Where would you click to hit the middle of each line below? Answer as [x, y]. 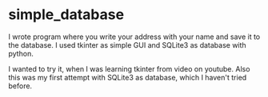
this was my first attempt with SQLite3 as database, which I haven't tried [128, 77]
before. [20, 86]
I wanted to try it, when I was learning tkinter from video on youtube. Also [129, 68]
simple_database [66, 15]
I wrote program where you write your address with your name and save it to [134, 37]
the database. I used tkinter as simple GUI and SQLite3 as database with [127, 45]
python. [21, 53]
